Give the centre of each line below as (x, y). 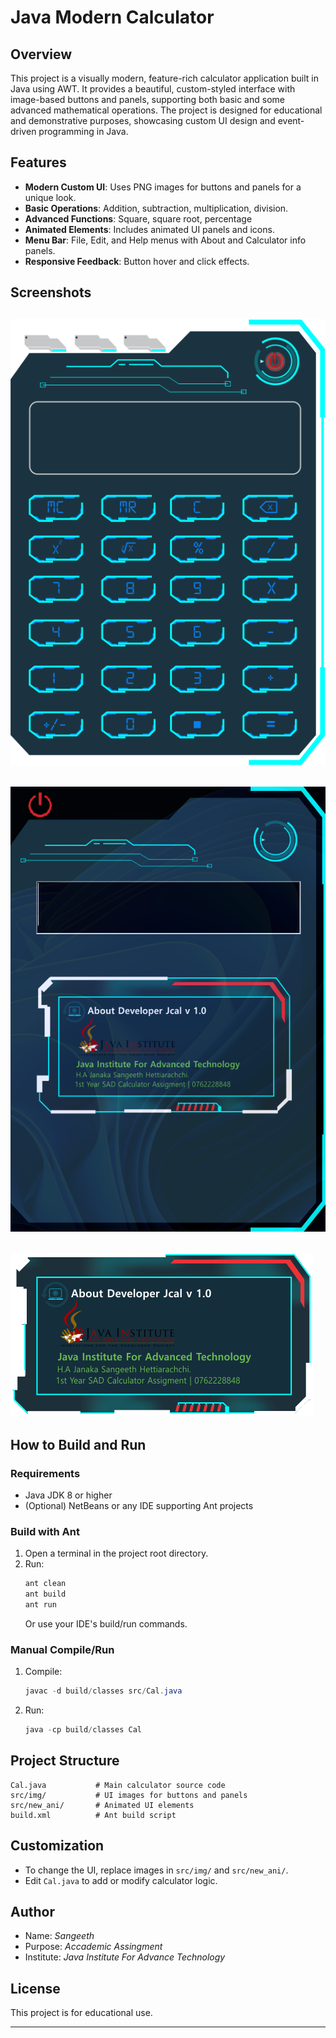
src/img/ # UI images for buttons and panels (129, 1795)
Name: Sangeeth (59, 1936)
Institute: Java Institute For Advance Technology (125, 1957)
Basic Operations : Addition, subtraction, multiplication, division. (156, 208)
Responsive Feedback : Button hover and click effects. (137, 261)
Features (38, 162)
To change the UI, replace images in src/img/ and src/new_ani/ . (156, 1870)
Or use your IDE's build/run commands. (106, 1623)
